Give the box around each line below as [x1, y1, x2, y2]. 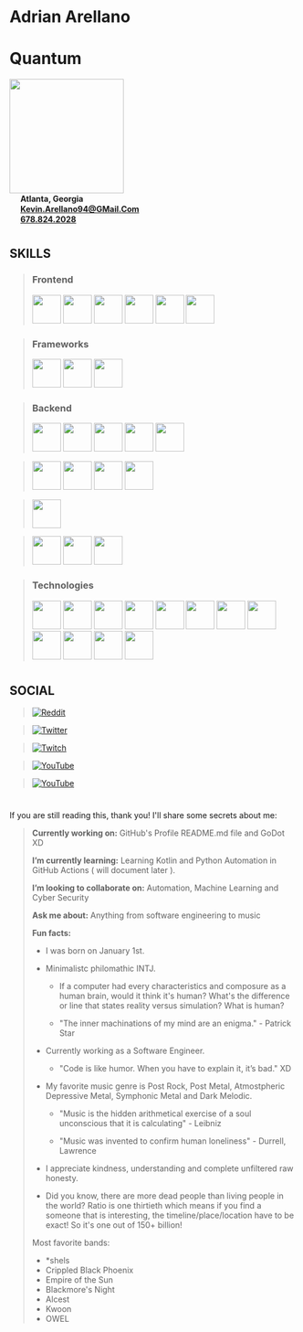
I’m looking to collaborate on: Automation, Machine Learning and [31, 882, 279, 893]
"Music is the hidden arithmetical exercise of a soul [58, 1108, 252, 1119]
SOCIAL [9, 683, 55, 698]
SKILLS [9, 246, 52, 261]
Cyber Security [31, 892, 89, 903]
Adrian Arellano [9, 6, 131, 27]
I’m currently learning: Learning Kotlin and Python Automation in [31, 855, 277, 866]
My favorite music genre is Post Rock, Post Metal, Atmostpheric [45, 1081, 286, 1092]
